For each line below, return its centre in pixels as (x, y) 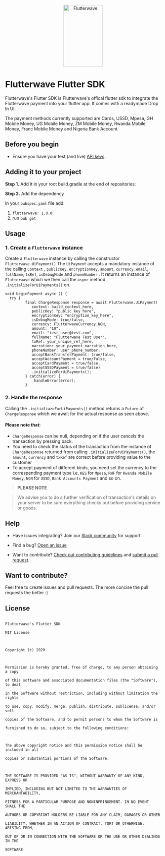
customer (22, 462)
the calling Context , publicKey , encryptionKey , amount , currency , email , (77, 269)
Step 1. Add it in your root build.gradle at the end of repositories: (71, 184)
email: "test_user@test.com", (62, 333)
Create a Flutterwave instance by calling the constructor (62, 258)
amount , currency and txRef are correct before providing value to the (81, 457)
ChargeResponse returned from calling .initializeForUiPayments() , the (84, 452)
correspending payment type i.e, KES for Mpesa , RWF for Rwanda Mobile (82, 473)
